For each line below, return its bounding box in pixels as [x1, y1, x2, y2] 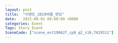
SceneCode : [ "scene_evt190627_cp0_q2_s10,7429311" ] [5, 30, 114, 35]
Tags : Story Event [5, 26, 43, 31]
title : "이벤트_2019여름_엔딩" [5, 12, 65, 17]
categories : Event [5, 21, 43, 26]
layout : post [5, 7, 32, 12]
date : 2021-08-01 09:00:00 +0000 [5, 16, 79, 21]
